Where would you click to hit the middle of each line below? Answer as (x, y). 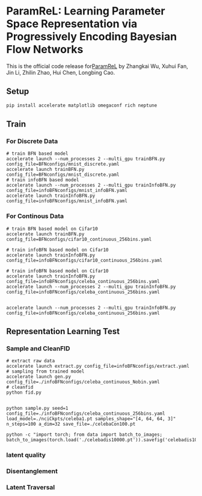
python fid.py (24, 392)
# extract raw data (31, 361)
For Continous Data (35, 216)
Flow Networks (45, 50)
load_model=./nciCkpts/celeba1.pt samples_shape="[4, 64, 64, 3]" (91, 419)
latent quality (26, 455)
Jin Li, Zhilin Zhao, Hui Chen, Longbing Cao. (61, 72)
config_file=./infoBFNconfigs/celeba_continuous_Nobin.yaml (83, 382)
